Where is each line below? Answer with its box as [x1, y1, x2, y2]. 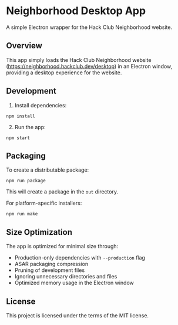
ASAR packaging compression [14, 261, 89, 268]
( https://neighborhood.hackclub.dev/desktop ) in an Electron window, [6, 63, 173, 70]
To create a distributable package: [6, 166, 89, 173]
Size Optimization [6, 227, 72, 237]
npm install [6, 113, 35, 119]
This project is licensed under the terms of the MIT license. [6, 312, 149, 319]
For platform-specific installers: [6, 199, 82, 207]
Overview [6, 41, 43, 51]
